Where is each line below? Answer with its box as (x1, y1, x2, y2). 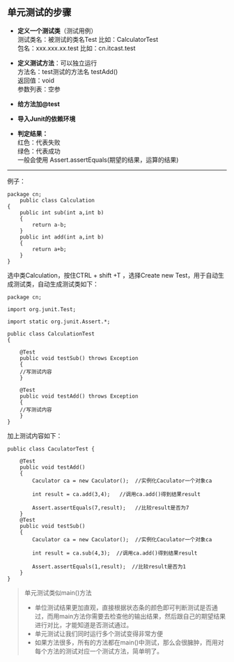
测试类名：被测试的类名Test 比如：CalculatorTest (17, 35, 159, 43)
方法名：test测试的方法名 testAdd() (17, 67, 118, 75)
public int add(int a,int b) (19, 233, 104, 241)
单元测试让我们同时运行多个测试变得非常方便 (34, 629, 164, 638)
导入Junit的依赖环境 (17, 114, 76, 123)
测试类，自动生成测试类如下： (13, 280, 99, 288)
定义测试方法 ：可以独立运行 (17, 59, 97, 67)
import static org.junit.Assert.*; (7, 318, 111, 325)
